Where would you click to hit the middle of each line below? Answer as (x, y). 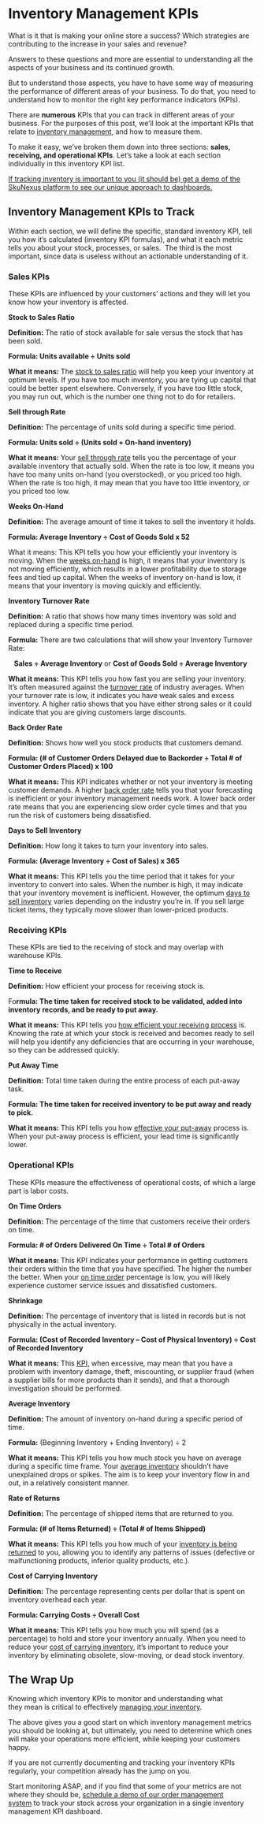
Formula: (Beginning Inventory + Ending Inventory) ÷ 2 (97, 1442)
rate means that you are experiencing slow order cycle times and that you (128, 807)
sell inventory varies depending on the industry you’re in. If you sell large (126, 901)
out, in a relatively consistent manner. (69, 1483)
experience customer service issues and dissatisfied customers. (113, 1285)
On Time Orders (35, 1205)
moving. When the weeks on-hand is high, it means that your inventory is (127, 561)
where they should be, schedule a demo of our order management (116, 1795)
